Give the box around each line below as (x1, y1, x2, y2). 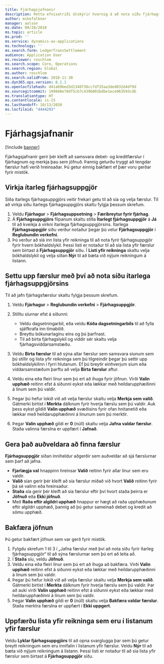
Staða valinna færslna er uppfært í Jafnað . (12, 426, 98, 432)
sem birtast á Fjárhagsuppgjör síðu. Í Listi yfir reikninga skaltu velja (12, 247, 150, 253)
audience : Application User (5, 52, 62, 58)
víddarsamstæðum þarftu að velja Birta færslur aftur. (12, 367, 119, 373)
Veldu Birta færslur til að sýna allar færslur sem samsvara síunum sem (12, 351, 154, 357)
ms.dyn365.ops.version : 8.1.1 (5, 80, 67, 84)
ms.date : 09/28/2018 (5, 25, 47, 30)
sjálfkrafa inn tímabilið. (19, 326, 65, 332)
